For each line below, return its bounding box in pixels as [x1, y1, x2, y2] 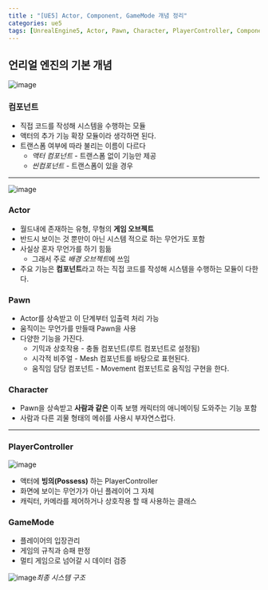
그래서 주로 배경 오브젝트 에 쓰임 [31, 254, 130, 263]
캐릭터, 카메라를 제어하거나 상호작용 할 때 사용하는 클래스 [19, 496, 197, 505]
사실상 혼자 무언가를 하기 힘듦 [19, 243, 112, 253]
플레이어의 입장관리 [19, 536, 81, 545]
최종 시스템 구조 [36, 572, 86, 582]
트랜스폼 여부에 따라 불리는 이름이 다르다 [19, 141, 146, 151]
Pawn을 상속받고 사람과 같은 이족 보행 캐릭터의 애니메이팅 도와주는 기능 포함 [19, 403, 258, 413]
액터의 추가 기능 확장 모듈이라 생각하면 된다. [19, 131, 157, 141]
